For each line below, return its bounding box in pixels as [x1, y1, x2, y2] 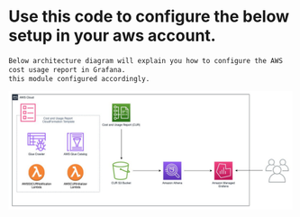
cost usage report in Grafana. [8, 65, 126, 74]
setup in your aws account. [8, 25, 217, 46]
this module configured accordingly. [8, 74, 150, 83]
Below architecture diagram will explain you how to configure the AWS [8, 56, 283, 65]
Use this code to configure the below [8, 6, 290, 27]
